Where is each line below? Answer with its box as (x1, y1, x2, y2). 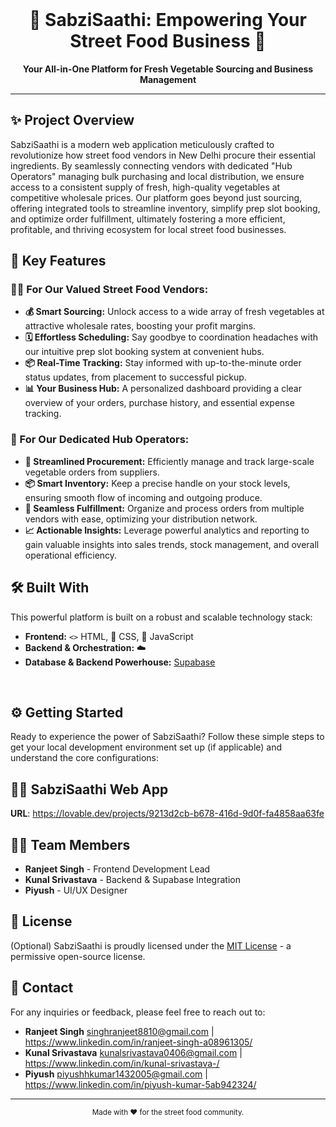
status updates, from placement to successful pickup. (24, 371, 247, 383)
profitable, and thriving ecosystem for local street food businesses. (10, 223, 287, 235)
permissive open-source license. (10, 950, 146, 962)
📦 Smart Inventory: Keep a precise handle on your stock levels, (24, 477, 291, 489)
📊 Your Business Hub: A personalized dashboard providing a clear (24, 383, 302, 395)
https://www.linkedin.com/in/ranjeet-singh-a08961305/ (24, 1036, 253, 1048)
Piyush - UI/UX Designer (24, 884, 128, 896)
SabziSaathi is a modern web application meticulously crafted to (10, 138, 275, 150)
